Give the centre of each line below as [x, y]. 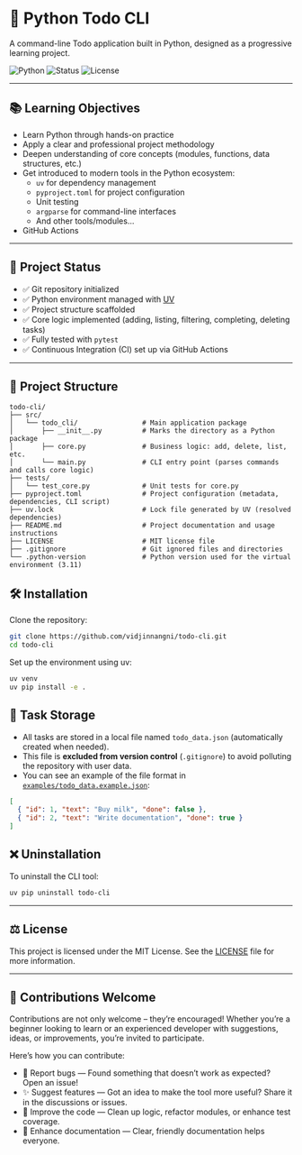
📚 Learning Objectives [75, 109]
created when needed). [66, 747]
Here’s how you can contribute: [67, 1056]
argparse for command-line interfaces [106, 211]
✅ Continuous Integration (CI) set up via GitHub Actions [125, 349]
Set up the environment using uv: [71, 662]
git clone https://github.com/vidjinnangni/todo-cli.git [118, 637]
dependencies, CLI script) [60, 502]
